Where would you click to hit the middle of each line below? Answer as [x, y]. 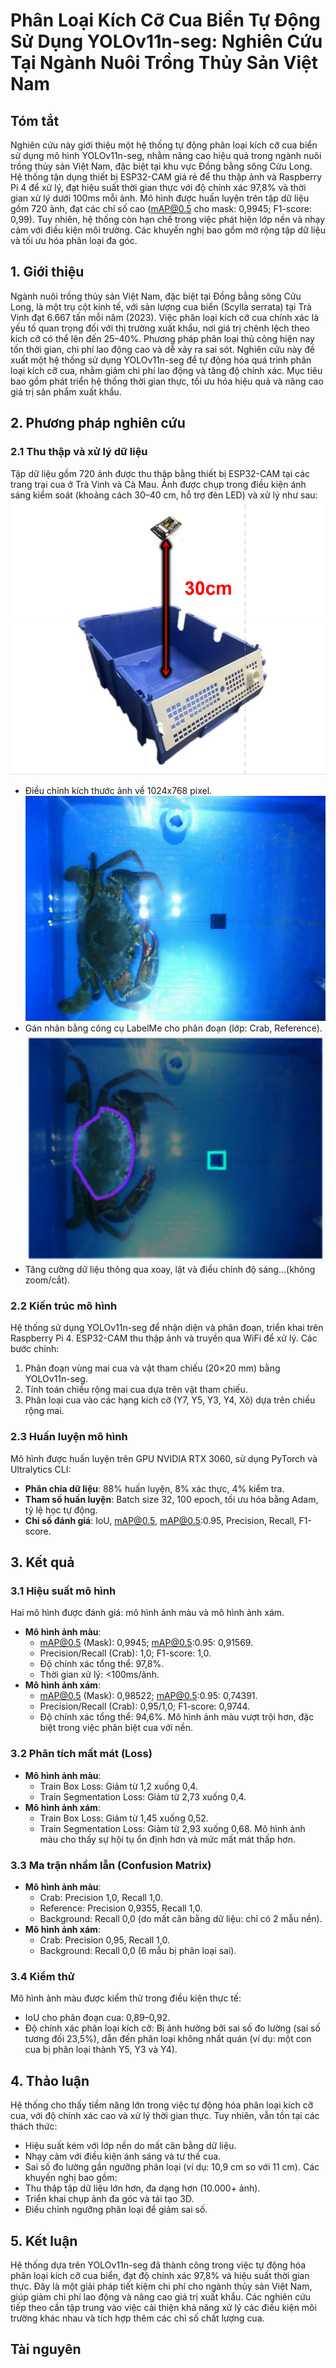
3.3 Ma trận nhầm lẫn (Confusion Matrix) [111, 1865]
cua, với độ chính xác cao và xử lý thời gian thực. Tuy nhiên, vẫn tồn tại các [165, 2116]
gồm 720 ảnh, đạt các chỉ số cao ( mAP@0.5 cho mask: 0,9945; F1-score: [161, 208]
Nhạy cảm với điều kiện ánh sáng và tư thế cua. [123, 2156]
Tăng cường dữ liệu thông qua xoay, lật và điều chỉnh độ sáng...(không [170, 1270]
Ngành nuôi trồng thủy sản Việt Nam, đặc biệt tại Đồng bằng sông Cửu [156, 296]
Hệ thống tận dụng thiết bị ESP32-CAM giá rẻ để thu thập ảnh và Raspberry [166, 177]
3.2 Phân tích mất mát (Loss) [81, 1754]
